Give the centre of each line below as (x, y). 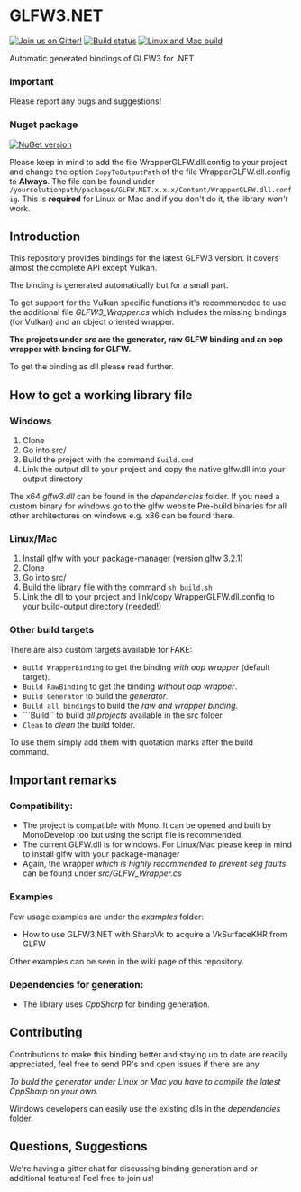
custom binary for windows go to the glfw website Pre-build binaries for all (148, 506)
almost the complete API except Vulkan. (83, 268)
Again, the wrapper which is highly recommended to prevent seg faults (154, 864)
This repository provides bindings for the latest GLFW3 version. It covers (144, 258)
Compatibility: (41, 806)
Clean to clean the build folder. (79, 724)
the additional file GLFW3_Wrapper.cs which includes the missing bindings (148, 312)
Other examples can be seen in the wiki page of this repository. (127, 961)
